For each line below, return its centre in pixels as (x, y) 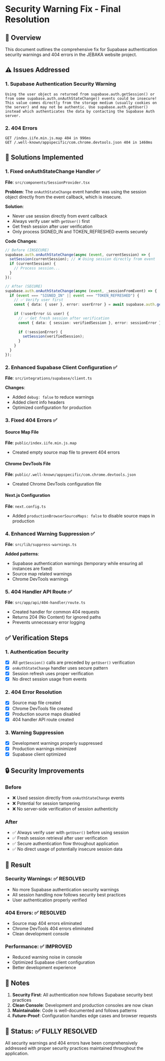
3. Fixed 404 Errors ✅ (31, 420)
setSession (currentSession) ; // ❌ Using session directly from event (82, 259)
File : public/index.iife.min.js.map (41, 443)
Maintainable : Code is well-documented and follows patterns (74, 1010)
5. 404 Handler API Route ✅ (39, 592)
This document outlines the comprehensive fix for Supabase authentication (81, 49)
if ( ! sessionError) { (40, 332)
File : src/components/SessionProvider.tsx (47, 182)
